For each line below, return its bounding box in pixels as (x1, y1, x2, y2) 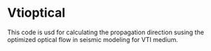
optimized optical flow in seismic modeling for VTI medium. (7, 35, 179, 43)
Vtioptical (7, 5, 66, 21)
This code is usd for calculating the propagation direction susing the (7, 28, 205, 36)
